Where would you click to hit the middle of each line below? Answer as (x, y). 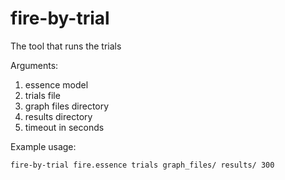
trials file (42, 95)
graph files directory (67, 106)
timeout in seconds (64, 127)
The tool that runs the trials (66, 46)
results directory (58, 116)
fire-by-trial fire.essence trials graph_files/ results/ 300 (142, 165)
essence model (56, 84)
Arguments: (34, 65)
